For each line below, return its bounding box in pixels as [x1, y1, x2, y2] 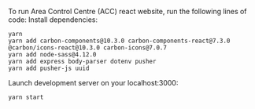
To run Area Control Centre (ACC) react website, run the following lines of [8, 7, 247, 16]
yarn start [8, 93, 44, 101]
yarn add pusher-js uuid [8, 64, 90, 72]
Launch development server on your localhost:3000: [8, 78, 179, 87]
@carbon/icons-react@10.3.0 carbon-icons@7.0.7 [8, 44, 168, 52]
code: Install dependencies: [8, 15, 98, 24]
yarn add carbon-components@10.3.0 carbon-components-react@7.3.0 [8, 37, 231, 45]
